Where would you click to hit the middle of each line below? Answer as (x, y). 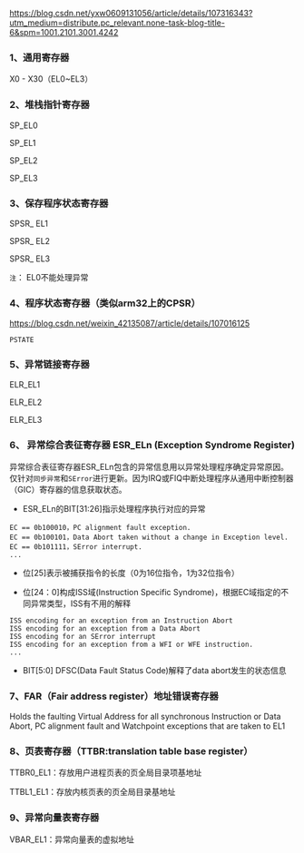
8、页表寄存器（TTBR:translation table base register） (131, 751)
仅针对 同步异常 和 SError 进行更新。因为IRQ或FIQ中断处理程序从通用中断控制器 (152, 478)
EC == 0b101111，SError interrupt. (76, 547)
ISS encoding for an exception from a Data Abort (105, 628)
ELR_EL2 (26, 402)
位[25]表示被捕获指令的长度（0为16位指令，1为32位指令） (131, 573)
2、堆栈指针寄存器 (50, 105)
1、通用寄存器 (39, 57)
